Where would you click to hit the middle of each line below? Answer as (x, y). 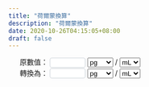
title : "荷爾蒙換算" (39, 16)
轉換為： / (69, 72)
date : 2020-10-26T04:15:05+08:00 (64, 31)
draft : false (30, 38)
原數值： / (69, 62)
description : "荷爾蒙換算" (50, 23)
